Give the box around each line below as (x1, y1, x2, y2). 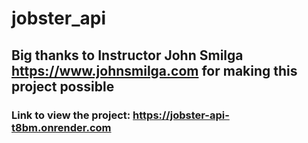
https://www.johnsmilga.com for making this (11, 62, 298, 79)
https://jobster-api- (132, 108, 230, 122)
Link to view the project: (11, 108, 131, 122)
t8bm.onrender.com (11, 120, 112, 134)
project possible (11, 78, 115, 95)
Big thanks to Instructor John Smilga (11, 47, 244, 64)
